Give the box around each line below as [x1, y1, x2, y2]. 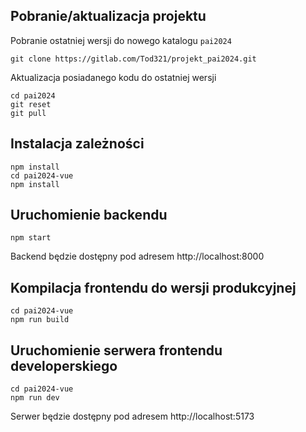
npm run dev [10, 393, 60, 403]
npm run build [10, 315, 70, 325]
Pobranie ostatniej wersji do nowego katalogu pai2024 [10, 34, 232, 46]
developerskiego [10, 357, 118, 374]
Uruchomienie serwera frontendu [10, 342, 223, 359]
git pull [10, 108, 47, 118]
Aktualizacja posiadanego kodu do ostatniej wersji [10, 71, 217, 83]
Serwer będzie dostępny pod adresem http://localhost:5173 [10, 410, 255, 423]
